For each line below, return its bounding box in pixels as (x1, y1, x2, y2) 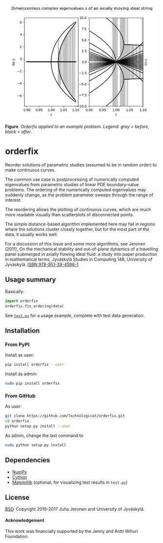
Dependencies (5, 456, 50, 464)
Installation (5, 326, 40, 334)
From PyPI (5, 341, 30, 348)
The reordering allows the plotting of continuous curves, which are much (5, 206, 151, 212)
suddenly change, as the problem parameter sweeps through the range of (5, 192, 153, 198)
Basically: (5, 288, 24, 294)
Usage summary (5, 276, 56, 284)
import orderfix (5, 298, 38, 303)
